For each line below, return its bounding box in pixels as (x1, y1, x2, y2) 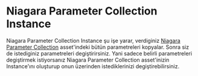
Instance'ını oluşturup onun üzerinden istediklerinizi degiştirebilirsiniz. (6, 62, 180, 70)
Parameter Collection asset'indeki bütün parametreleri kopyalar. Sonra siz (6, 43, 189, 51)
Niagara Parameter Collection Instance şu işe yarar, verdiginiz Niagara (6, 37, 181, 44)
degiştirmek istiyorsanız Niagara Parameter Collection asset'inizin (6, 56, 170, 63)
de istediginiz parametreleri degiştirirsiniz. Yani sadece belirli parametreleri (6, 49, 192, 57)
